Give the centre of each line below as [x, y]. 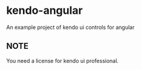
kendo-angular [44, 11]
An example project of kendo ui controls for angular [70, 27]
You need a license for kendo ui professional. [63, 60]
